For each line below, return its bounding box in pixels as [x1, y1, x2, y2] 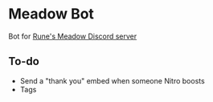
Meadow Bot [8, 5, 95, 23]
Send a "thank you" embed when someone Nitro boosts [19, 75, 205, 85]
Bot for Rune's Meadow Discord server [8, 31, 137, 41]
